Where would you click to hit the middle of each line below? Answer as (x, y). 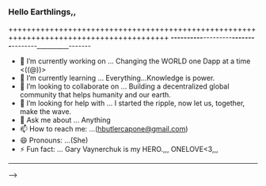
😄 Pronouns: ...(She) (54, 140)
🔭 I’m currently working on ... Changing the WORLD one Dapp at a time (135, 61)
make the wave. (46, 112)
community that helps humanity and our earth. (95, 95)
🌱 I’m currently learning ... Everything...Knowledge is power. (117, 78)
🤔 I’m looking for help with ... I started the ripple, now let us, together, (132, 103)
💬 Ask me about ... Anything (65, 120)
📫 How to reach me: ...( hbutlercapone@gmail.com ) (104, 129)
